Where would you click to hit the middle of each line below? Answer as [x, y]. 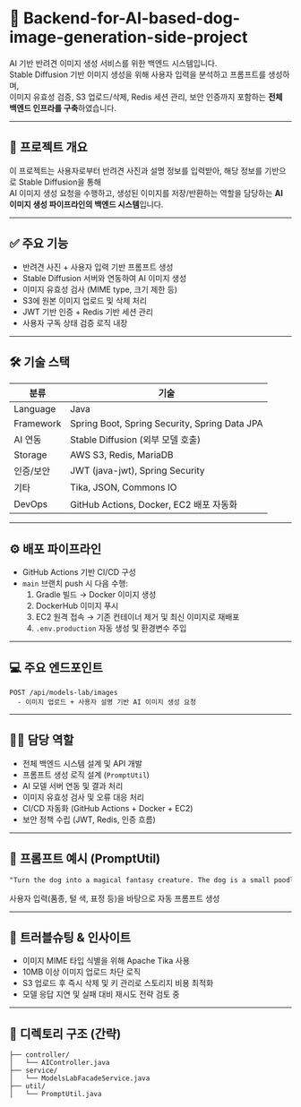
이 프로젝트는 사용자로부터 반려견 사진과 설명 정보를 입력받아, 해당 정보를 [136, 170]
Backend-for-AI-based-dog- [132, 18]
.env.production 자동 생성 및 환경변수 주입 [111, 628]
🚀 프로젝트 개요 [48, 147]
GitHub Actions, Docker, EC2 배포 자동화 [154, 505]
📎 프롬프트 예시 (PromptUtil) [85, 859]
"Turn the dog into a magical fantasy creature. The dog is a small [140, 880]
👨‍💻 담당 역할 [42, 740]
